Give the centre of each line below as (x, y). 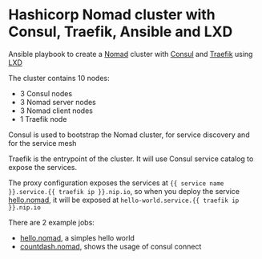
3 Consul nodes (46, 93)
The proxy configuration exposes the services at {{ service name (116, 183)
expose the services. (43, 167)
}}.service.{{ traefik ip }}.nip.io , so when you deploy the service (124, 191)
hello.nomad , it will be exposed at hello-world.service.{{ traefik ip (124, 200)
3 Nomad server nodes (58, 102)
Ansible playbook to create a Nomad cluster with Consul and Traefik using (131, 54)
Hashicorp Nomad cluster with (112, 15)
